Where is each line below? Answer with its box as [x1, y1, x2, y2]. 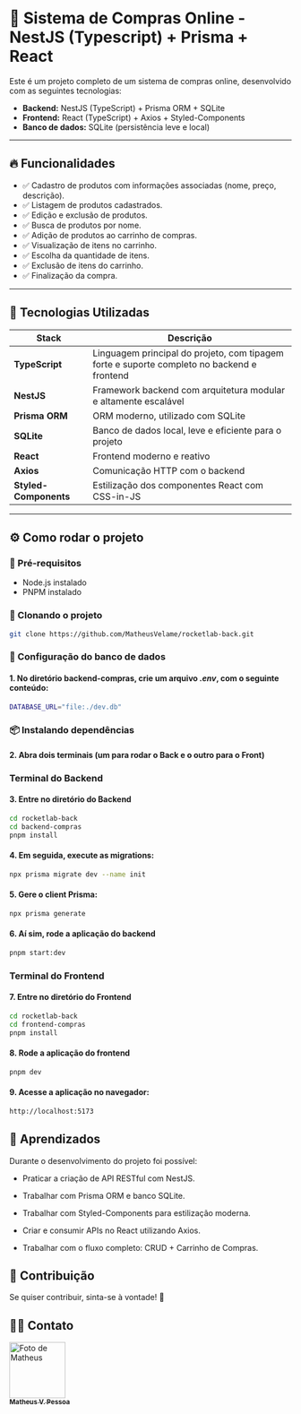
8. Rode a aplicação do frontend [9, 1048, 131, 1058]
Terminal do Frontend [9, 970, 105, 982]
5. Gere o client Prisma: [9, 889, 99, 900]
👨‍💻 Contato [9, 1317, 74, 1333]
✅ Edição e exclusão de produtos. [21, 210, 148, 220]
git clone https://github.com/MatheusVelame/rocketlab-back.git [9, 629, 254, 639]
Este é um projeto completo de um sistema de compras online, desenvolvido [9, 75, 292, 86]
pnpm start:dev [9, 949, 66, 958]
